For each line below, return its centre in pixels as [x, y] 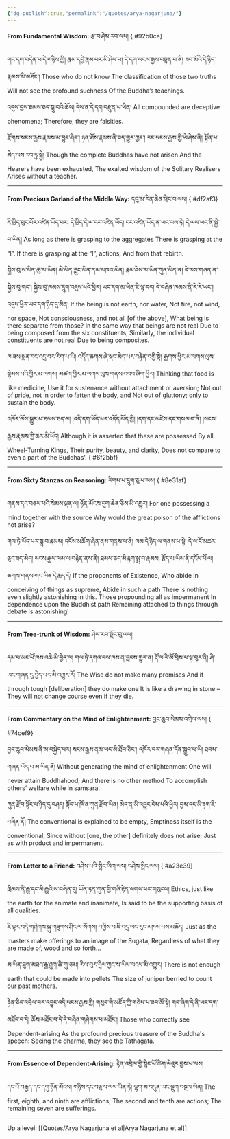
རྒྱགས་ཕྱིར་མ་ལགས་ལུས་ [189, 356]
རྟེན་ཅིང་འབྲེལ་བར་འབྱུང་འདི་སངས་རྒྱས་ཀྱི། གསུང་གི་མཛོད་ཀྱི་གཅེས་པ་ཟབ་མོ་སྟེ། [89, 1002]
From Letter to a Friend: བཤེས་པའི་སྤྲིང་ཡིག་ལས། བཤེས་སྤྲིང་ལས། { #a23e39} [100, 866]
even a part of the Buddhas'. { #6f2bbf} [63, 457]
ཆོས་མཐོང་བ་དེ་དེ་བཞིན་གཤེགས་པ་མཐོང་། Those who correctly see [111, 1019]
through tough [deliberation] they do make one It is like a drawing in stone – [114, 688]
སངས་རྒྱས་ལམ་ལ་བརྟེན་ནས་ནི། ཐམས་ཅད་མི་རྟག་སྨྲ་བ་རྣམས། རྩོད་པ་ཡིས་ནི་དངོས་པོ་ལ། [124, 558]
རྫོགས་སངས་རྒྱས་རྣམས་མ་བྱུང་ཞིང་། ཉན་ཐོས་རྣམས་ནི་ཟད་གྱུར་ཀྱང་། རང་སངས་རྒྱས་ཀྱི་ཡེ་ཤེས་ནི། [105, 137]
